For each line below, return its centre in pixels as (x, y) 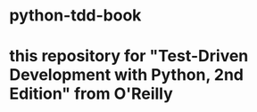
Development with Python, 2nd (126, 75)
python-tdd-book (75, 16)
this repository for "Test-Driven (129, 56)
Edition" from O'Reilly (91, 94)
